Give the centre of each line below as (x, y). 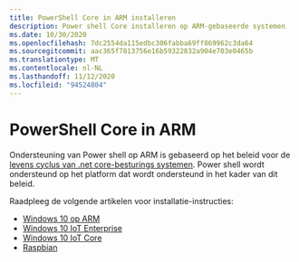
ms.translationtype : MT (54, 60)
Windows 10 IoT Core (62, 238)
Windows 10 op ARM (61, 219)
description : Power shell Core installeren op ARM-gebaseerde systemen (147, 26)
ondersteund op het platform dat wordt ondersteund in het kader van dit (144, 173)
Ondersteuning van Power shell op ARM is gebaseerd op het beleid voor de (150, 154)
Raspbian (40, 247)
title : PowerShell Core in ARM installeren (93, 18)
